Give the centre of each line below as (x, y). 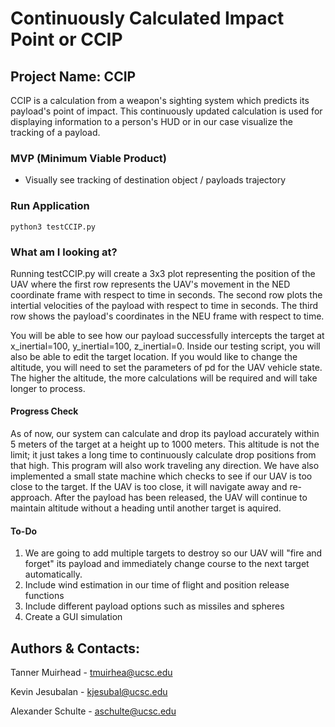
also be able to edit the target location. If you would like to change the (154, 356)
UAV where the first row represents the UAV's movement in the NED (150, 284)
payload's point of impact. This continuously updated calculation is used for (166, 111)
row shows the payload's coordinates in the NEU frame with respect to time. (167, 316)
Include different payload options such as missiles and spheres (154, 606)
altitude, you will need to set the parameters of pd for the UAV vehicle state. (166, 367)
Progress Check (44, 411)
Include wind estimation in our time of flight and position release (157, 585)
